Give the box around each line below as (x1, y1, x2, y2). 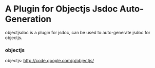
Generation (5, 14, 52, 25)
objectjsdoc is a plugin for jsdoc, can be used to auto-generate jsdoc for (5, 29, 151, 35)
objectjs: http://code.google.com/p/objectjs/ (5, 58, 94, 64)
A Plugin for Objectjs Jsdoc (5, 3, 118, 14)
